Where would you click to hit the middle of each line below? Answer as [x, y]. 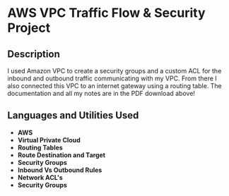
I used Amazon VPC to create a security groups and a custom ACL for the [114, 71]
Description [34, 54]
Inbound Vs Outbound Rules [60, 170]
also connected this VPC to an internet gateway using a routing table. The [115, 86]
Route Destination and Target [61, 155]
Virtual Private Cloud [49, 140]
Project [29, 28]
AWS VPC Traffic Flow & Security [107, 13]
